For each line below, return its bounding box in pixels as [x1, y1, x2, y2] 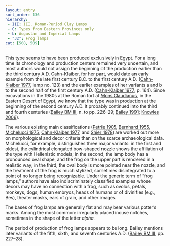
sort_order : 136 [5, 12, 40, 17]
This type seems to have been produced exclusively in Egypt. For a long [5, 54, 156, 61]
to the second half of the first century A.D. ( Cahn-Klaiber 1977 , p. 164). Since [5, 87, 165, 93]
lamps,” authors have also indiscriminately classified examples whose [5, 178, 151, 184]
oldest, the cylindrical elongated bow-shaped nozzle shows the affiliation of [5, 146, 164, 152]
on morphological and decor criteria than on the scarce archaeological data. [5, 134, 164, 141]
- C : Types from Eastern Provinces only [7, 26, 94, 32]
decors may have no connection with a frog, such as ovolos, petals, [5, 183, 147, 189]
